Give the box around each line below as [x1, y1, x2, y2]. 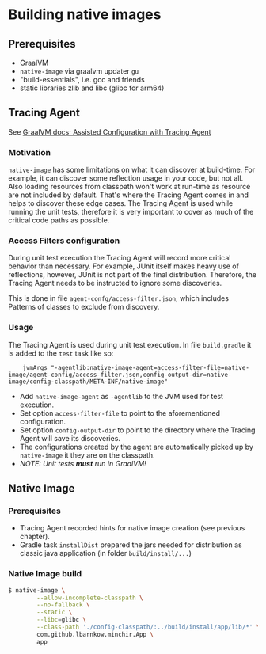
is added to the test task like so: [8, 348, 114, 358]
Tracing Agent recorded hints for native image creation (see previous [19, 523, 245, 533]
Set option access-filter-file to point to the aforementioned [19, 408, 220, 417]
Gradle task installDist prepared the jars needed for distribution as [19, 540, 243, 549]
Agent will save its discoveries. [19, 433, 121, 443]
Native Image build [8, 568, 82, 580]
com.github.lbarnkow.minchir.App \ [36, 630, 154, 638]
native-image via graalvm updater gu [19, 67, 139, 76]
